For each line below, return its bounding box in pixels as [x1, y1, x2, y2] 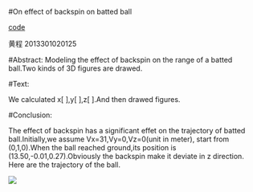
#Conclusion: [8, 110, 52, 120]
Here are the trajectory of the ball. [8, 160, 120, 170]
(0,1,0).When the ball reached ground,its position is [8, 143, 177, 152]
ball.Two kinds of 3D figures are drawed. [8, 63, 143, 73]
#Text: [8, 80, 30, 88]
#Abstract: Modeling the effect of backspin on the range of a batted [8, 55, 233, 64]
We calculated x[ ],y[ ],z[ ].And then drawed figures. [8, 95, 181, 104]
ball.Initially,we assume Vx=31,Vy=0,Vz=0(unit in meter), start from [8, 134, 230, 144]
